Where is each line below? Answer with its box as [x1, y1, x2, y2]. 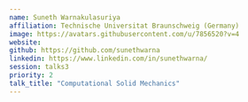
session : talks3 [9, 63, 69, 72]
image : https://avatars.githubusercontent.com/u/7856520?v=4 [9, 29, 240, 38]
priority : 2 [9, 71, 53, 80]
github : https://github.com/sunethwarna [9, 46, 161, 55]
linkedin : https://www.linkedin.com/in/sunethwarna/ [9, 54, 208, 63]
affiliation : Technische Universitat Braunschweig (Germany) [9, 21, 240, 30]
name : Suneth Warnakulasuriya [9, 12, 121, 22]
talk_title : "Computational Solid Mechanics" [9, 79, 180, 88]
